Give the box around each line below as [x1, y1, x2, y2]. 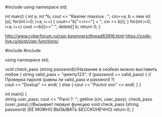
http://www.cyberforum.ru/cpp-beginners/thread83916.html [5, 33, 125, 39]
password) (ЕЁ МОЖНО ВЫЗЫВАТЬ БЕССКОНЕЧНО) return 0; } [5, 106, 134, 112]
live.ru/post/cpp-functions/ [5, 38, 59, 44]
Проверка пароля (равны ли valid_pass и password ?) [5, 77, 115, 82]
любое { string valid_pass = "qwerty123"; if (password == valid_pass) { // [5, 72, 151, 77]
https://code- [125, 33, 152, 39]
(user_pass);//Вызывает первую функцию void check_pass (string [5, 102, 139, 107]
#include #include [5, 48, 41, 53]
